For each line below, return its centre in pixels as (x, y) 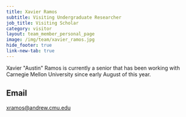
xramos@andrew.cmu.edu (39, 107)
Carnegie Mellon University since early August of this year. (79, 74)
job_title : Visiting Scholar (42, 23)
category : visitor (29, 28)
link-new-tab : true (31, 51)
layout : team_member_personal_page (51, 34)
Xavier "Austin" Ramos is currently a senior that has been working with (93, 68)
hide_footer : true (29, 46)
